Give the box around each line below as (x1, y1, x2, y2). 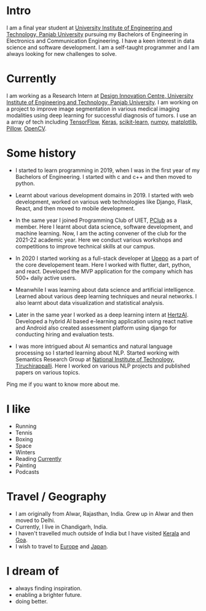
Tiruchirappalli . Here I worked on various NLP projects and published (15, 362, 191, 369)
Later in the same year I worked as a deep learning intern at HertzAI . (15, 311, 189, 318)
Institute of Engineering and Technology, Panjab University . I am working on (6, 98, 199, 106)
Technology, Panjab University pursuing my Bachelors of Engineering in (6, 30, 188, 37)
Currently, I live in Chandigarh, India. (15, 523, 108, 530)
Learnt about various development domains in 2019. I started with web (15, 191, 194, 199)
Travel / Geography (6, 489, 106, 503)
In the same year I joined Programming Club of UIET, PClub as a (15, 216, 177, 224)
